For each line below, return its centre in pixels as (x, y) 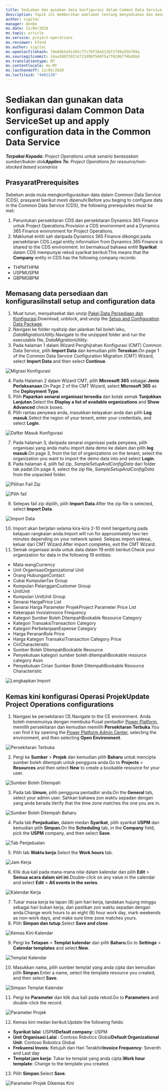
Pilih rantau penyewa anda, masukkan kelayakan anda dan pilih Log (82, 413)
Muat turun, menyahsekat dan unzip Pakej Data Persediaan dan (78, 313)
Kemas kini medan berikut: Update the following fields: (68, 1022)
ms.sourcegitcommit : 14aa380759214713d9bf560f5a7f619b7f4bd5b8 (73, 56)
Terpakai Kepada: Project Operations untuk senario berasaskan (72, 156)
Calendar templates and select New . (51, 948)
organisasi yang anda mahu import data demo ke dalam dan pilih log (83, 448)
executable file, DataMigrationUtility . (51, 340)
